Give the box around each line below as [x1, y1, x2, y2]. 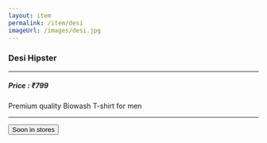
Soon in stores [12, 125, 56, 133]
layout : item [8, 11, 52, 20]
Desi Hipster [8, 52, 57, 64]
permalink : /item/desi [8, 19, 83, 27]
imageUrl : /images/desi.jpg [8, 26, 102, 34]
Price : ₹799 [8, 81, 49, 91]
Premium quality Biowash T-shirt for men [8, 101, 142, 110]
